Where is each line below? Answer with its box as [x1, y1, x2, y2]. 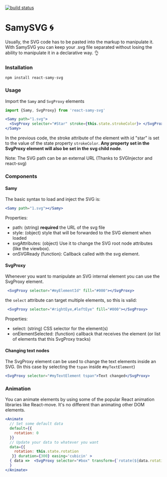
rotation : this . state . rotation [14, 449, 79, 454]
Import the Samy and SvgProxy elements [5, 98, 84, 104]
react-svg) [5, 161, 27, 167]
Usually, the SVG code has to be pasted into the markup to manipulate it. [5, 39, 154, 45]
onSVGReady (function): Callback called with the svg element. [12, 251, 140, 257]
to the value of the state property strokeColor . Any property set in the [5, 140, 150, 146]
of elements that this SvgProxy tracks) [12, 336, 91, 342]
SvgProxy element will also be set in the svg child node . [5, 146, 122, 152]
